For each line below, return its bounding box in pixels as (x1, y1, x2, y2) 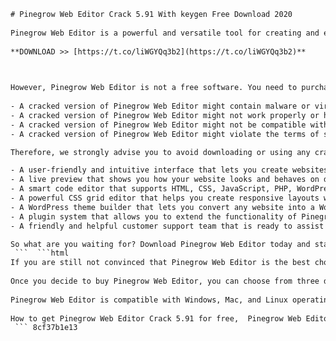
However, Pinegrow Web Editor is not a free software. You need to (10, 83, 298, 93)
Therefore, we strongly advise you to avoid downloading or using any (10, 147, 311, 157)
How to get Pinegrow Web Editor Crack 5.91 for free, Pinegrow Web (10, 313, 302, 324)
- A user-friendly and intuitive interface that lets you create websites (10, 165, 329, 175)
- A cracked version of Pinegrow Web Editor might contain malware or (10, 101, 311, 111)
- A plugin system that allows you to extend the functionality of (10, 211, 298, 222)
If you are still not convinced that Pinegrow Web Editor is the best (10, 258, 311, 268)
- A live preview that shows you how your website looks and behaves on (10, 175, 320, 185)
